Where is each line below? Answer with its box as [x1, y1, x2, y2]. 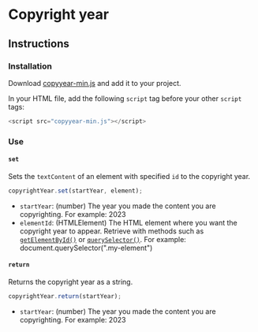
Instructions [8, 37, 69, 50]
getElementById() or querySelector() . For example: [19, 234, 187, 244]
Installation [8, 61, 53, 72]
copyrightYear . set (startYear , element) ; [8, 187, 144, 195]
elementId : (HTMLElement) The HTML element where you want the [19, 218, 238, 227]
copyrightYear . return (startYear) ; [8, 292, 122, 300]
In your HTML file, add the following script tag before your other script [8, 93, 242, 103]
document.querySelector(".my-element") [19, 243, 153, 252]
